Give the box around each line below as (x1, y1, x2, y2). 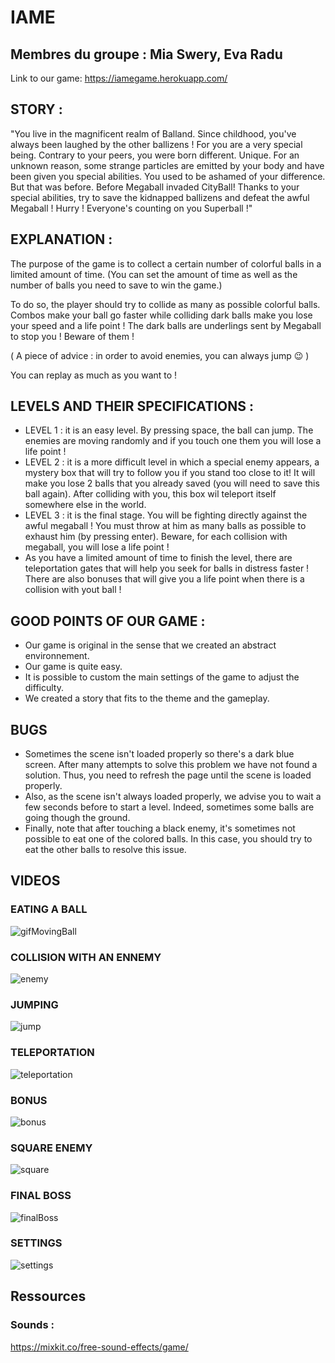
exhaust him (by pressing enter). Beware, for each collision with (24, 531, 288, 543)
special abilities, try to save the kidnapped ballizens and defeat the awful (10, 191, 310, 203)
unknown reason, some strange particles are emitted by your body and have (10, 159, 325, 171)
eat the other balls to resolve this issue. (24, 844, 187, 856)
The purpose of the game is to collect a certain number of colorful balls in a (10, 257, 322, 270)
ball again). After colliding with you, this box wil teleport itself (24, 488, 277, 500)
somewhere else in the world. (24, 499, 147, 511)
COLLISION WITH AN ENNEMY (10, 950, 162, 964)
